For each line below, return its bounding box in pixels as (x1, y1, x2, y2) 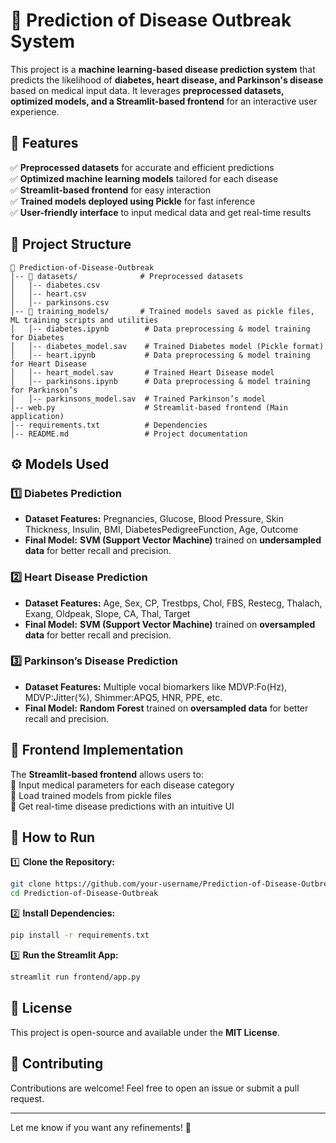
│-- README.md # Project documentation (10, 429, 248, 439)
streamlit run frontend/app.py (10, 972, 141, 983)
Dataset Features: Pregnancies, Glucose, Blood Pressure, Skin (24, 513, 285, 525)
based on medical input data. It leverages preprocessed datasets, (10, 84, 285, 96)
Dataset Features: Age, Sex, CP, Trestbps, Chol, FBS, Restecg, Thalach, (24, 597, 323, 609)
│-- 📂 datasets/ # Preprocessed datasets (10, 271, 244, 281)
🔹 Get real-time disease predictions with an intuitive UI (10, 800, 235, 812)
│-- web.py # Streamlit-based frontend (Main (10, 402, 288, 413)
